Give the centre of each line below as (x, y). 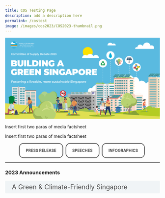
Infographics (123, 150)
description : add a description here (44, 15)
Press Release (41, 150)
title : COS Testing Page (30, 10)
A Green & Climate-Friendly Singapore (70, 187)
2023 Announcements (33, 173)
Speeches (82, 150)
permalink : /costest (26, 21)
